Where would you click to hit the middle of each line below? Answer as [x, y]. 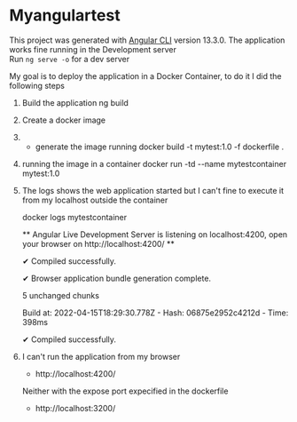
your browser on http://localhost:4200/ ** [98, 243]
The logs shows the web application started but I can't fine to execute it [153, 190]
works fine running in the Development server [93, 49]
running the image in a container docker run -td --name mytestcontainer [154, 163]
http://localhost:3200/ [75, 408]
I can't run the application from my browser [101, 356]
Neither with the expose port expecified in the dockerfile [125, 391]
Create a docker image [64, 120]
